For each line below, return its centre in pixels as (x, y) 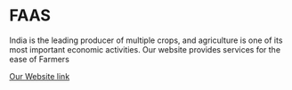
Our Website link (40, 76)
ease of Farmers (39, 59)
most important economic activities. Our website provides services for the (145, 49)
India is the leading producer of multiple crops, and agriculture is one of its (146, 40)
